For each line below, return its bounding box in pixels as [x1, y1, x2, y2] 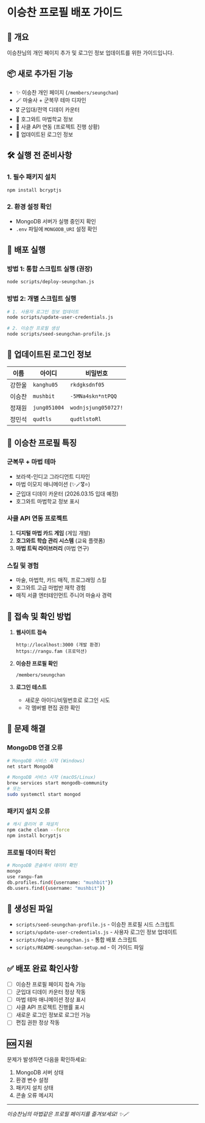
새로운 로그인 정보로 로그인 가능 [15, 1011, 91, 1019]
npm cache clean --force [7, 827, 70, 833]
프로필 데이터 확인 [7, 848, 57, 856]
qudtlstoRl [70, 416, 102, 422]
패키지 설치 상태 [15, 1084, 54, 1091]
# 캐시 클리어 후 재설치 [7, 821, 58, 828]
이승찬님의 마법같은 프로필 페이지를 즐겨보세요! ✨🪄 [7, 1110, 129, 1118]
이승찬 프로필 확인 [15, 660, 58, 667]
